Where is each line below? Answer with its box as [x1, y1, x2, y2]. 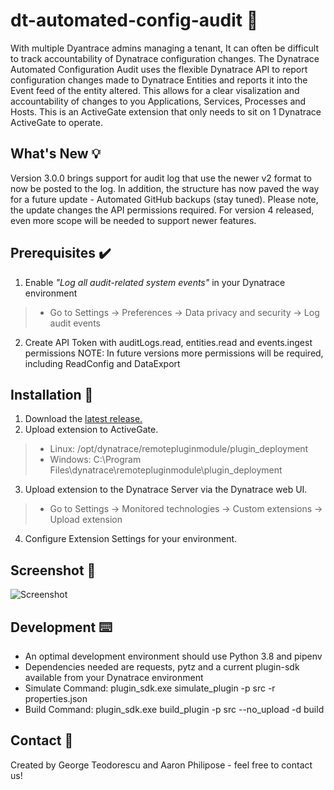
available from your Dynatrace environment [24, 672, 204, 683]
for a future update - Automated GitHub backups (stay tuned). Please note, [10, 193, 319, 205]
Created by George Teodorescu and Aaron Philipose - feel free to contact [10, 759, 313, 771]
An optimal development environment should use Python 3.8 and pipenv [24, 650, 323, 662]
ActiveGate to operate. [10, 116, 103, 128]
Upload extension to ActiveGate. [24, 424, 159, 436]
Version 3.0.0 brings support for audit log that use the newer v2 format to [10, 172, 312, 184]
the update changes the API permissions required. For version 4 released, [10, 204, 315, 216]
